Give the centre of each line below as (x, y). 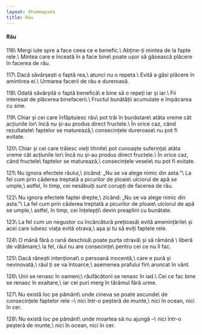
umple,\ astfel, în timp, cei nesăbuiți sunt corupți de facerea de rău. (90, 185)
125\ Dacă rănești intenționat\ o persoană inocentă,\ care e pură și (89, 258)
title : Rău (20, 18)
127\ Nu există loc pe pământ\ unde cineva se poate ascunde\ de (87, 294)
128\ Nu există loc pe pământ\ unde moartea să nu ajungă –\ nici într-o (94, 319)
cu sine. (16, 106)
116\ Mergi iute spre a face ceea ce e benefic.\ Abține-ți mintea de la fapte (99, 50)
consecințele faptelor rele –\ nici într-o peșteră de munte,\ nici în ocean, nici (100, 301)
